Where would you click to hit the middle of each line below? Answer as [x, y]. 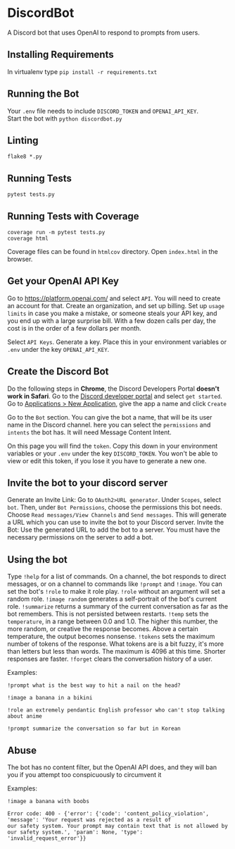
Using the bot [38, 560]
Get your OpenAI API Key [63, 281]
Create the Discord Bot [58, 372]
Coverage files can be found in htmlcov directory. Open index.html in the [113, 251]
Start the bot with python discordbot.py [65, 118]
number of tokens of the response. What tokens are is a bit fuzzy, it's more [115, 644]
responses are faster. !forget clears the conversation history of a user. [110, 659]
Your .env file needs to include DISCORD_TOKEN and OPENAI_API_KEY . [103, 111]
